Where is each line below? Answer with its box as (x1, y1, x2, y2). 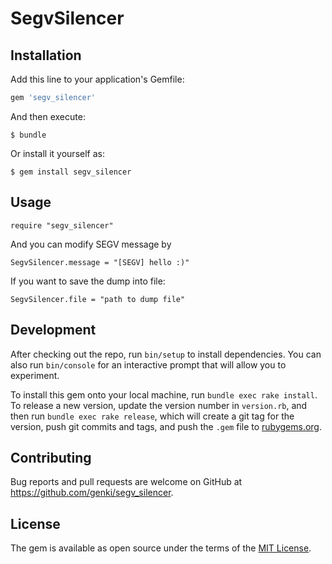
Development (10, 322, 97, 339)
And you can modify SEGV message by (10, 238, 172, 250)
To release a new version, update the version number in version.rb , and (10, 399, 308, 411)
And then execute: (10, 110, 86, 122)
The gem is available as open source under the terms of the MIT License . (10, 542, 312, 554)
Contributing (10, 449, 92, 466)
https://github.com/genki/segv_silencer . (10, 487, 174, 499)
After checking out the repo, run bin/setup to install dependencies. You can (10, 348, 322, 360)
